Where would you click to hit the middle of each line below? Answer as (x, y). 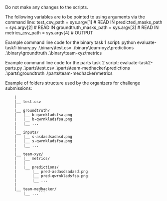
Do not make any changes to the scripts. (47, 7)
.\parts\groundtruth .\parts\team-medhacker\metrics (59, 73)
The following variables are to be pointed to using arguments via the (75, 17)
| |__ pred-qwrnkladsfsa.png (51, 176)
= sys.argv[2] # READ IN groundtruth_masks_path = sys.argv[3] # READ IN (82, 27)
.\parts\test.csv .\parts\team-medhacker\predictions (77, 68)
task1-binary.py (21, 48)
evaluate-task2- (136, 63)
